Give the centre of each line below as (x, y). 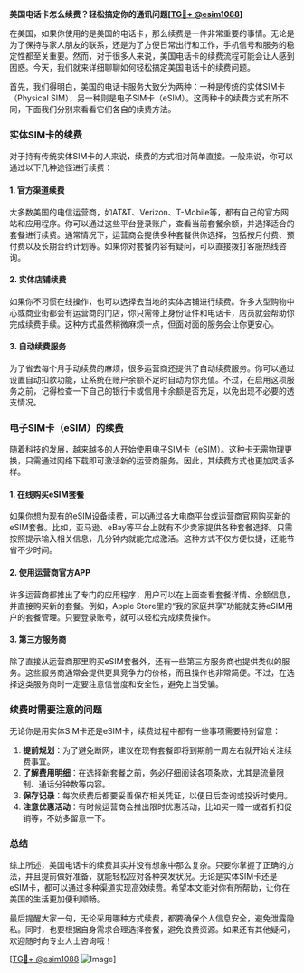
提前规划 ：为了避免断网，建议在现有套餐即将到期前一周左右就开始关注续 (157, 750)
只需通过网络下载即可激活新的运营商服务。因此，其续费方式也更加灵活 (156, 461)
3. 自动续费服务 (38, 347)
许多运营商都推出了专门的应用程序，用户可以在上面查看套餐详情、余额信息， (152, 594)
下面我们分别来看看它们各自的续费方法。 (100, 109)
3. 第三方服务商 (38, 639)
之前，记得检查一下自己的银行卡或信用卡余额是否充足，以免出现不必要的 (152, 391)
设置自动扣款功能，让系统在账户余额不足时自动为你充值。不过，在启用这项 (148, 379)
